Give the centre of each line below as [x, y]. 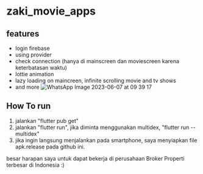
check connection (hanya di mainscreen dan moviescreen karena [97, 61]
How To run [29, 106]
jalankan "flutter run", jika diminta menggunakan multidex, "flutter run [102, 127]
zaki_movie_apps [51, 11]
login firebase [32, 48]
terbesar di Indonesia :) [36, 165]
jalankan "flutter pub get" [47, 120]
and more [27, 87]
